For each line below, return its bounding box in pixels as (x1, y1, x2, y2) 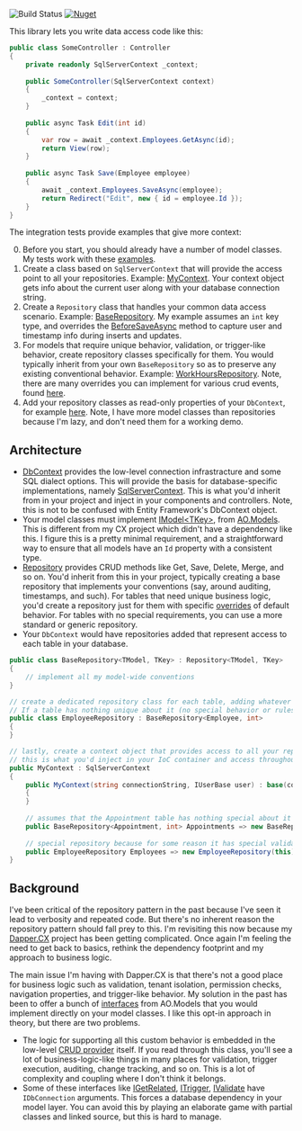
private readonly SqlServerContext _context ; (25, 59, 200, 69)
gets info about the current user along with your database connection (22, 283, 280, 293)
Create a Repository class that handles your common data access (22, 301, 267, 312)
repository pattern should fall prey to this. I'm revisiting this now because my (9, 923, 293, 935)
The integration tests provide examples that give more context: (9, 227, 242, 238)
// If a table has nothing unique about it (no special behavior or (9, 705, 271, 714)
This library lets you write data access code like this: (9, 26, 204, 36)
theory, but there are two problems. (9, 1018, 141, 1028)
